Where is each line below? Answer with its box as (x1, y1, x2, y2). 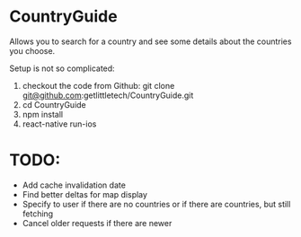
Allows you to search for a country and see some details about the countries (9, 36, 292, 47)
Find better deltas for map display (22, 189, 148, 199)
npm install (22, 109, 64, 119)
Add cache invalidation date (22, 180, 126, 190)
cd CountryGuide (22, 99, 87, 110)
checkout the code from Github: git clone (22, 80, 175, 91)
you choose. (9, 45, 56, 56)
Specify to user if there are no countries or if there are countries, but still (22, 198, 291, 209)
